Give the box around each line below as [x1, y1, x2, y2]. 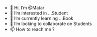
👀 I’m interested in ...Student [9, 10, 68, 16]
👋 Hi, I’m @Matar [9, 5, 45, 10]
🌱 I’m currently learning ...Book [9, 15, 74, 21]
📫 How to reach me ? [9, 26, 55, 32]
